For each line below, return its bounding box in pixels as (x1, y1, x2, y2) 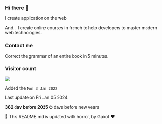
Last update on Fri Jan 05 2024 (5, 94, 68, 100)
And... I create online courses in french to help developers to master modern (5, 25, 157, 31)
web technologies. (5, 30, 42, 36)
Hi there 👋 (5, 4, 29, 11)
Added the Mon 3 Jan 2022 (5, 85, 58, 91)
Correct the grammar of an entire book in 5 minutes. (5, 53, 109, 59)
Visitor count (5, 65, 36, 72)
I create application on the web (5, 15, 67, 21)
